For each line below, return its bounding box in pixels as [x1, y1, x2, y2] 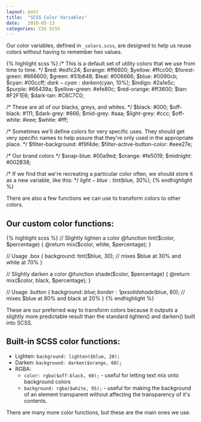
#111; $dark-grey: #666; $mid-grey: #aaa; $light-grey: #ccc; [22, 110, 171, 117]
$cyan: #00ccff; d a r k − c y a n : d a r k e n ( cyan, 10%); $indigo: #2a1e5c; [6, 79, 176, 86]
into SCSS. [6, 319, 33, 327]
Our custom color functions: [6, 219, 114, 229]
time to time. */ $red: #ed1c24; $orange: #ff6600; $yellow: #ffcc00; [6, 67, 174, 74]
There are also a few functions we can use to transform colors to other [6, 194, 181, 202]
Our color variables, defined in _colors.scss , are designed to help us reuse [6, 42, 191, 49]
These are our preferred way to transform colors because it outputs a [6, 307, 178, 314]
